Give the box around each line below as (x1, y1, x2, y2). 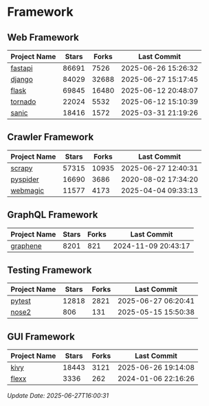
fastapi (10, 63, 33, 73)
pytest (10, 296, 31, 306)
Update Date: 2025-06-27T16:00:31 (7, 392, 109, 400)
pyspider (10, 174, 39, 184)
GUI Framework (7, 330, 76, 342)
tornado (10, 97, 36, 106)
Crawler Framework (7, 131, 94, 143)
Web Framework (7, 32, 79, 43)
